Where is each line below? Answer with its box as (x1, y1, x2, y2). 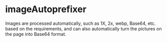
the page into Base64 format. (5, 31, 67, 37)
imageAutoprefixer (5, 4, 87, 15)
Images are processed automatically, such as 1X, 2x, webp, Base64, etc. (5, 20, 156, 26)
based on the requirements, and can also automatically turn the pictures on (5, 25, 162, 31)
